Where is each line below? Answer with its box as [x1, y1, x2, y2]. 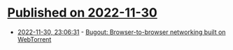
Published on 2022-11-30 [7, 5, 157, 21]
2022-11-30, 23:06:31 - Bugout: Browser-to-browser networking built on [17, 28, 226, 36]
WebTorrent [17, 35, 52, 43]
